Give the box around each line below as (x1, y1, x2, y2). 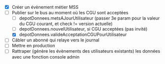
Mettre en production (11, 43, 55, 49)
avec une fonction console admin (11, 54, 80, 60)
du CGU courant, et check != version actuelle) (19, 21, 113, 27)
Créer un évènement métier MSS (11, 4, 79, 10)
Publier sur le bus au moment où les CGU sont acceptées (11, 10, 129, 16)
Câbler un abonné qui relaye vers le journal (11, 37, 100, 43)
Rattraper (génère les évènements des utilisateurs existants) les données (11, 48, 161, 54)
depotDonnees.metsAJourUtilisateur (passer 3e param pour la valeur (19, 15, 160, 21)
